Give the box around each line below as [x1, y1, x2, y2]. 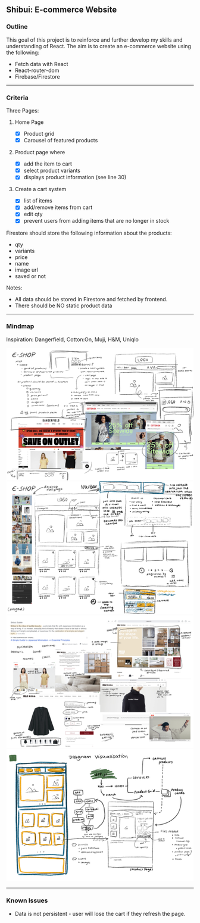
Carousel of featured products [23, 137, 98, 144]
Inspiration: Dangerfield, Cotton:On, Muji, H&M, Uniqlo [6, 336, 139, 343]
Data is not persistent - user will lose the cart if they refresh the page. [14, 910, 186, 917]
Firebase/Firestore [14, 73, 61, 80]
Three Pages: [6, 107, 39, 114]
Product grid [23, 130, 55, 137]
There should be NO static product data [14, 302, 112, 309]
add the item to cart [23, 160, 73, 167]
